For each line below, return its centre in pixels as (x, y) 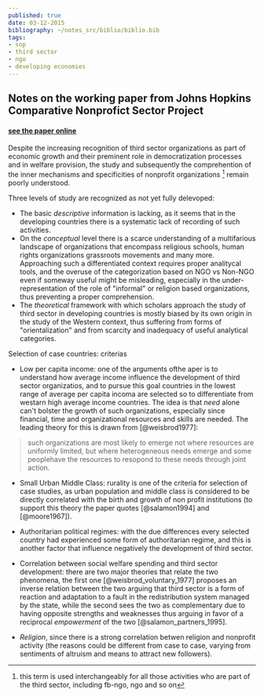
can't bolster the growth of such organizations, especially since (122, 411)
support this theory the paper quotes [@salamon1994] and (114, 508)
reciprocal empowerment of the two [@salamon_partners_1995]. (123, 622)
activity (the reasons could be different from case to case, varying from (135, 646)
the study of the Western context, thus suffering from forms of (121, 322)
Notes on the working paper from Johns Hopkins (130, 99)
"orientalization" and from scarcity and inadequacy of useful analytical (134, 330)
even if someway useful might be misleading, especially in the (120, 280)
